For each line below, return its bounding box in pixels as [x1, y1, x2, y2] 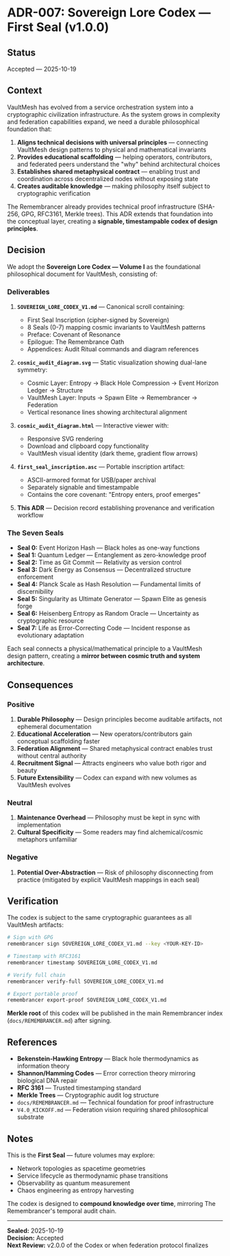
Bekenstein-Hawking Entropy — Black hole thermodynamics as [16, 1055, 199, 1063]
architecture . [7, 659, 45, 667]
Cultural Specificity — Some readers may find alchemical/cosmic [16, 828, 203, 837]
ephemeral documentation [16, 722, 92, 730]
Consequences [7, 679, 74, 690]
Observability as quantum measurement [16, 1178, 130, 1187]
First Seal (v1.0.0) [7, 19, 110, 35]
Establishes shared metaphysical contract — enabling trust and [16, 167, 201, 176]
